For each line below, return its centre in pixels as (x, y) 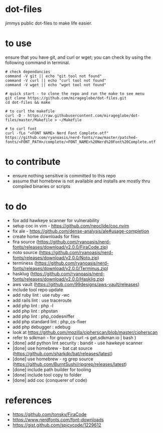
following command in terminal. (38, 62)
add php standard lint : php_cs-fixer (49, 321)
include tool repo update (38, 290)
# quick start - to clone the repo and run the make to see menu (75, 94)
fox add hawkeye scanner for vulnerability (56, 220)
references (29, 400)
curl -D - (16, 116)
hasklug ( (22, 274)
